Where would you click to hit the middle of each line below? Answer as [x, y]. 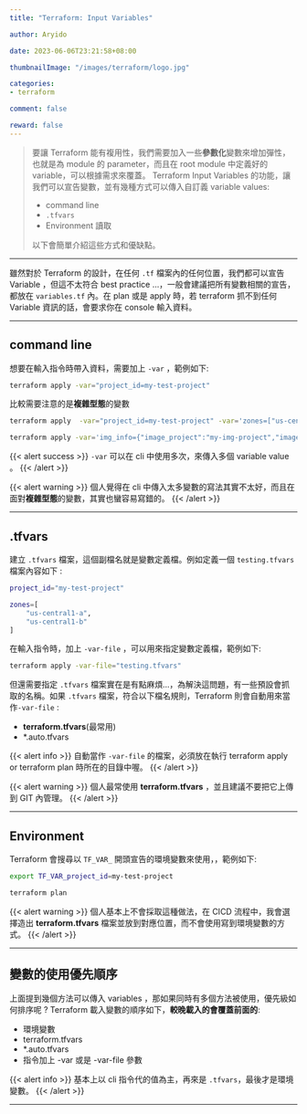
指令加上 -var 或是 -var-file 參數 [83, 1059]
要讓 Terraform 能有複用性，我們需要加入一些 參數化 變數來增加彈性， [161, 152]
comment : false [38, 109]
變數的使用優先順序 [64, 975]
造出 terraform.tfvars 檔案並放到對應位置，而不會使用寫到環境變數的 [147, 922]
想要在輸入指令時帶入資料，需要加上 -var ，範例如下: [109, 368]
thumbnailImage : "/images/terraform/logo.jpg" [100, 68]
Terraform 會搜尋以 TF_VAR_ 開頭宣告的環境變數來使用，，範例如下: [133, 859]
